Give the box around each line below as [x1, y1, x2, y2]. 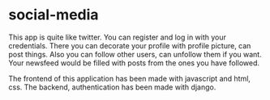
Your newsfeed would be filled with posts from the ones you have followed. [8, 58, 260, 68]
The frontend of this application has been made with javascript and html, [8, 73, 251, 83]
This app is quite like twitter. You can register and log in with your [8, 32, 227, 42]
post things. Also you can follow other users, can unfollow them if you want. [8, 49, 262, 59]
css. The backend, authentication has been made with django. [8, 82, 216, 92]
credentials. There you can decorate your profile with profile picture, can [8, 40, 251, 50]
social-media [8, 6, 99, 24]
